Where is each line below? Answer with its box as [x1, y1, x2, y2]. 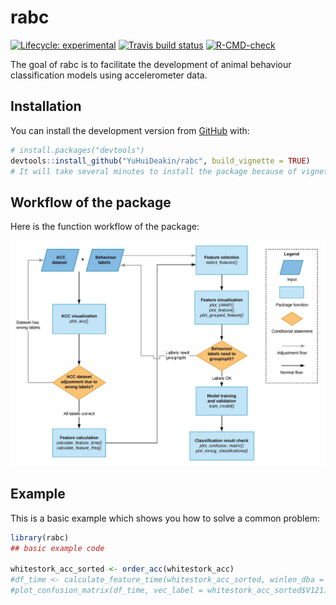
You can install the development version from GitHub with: [10, 124, 250, 136]
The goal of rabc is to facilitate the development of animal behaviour [10, 58, 292, 70]
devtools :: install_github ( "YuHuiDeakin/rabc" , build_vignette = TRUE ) [10, 156, 311, 166]
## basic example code [10, 543, 105, 553]
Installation [10, 98, 82, 115]
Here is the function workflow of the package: [10, 221, 200, 233]
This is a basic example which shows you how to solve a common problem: [10, 512, 320, 524]
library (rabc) [10, 532, 70, 543]
